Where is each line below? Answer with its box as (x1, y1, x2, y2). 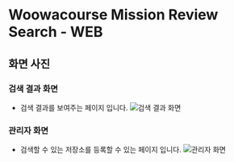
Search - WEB (8, 23, 103, 41)
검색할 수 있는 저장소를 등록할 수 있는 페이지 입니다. (19, 145, 182, 155)
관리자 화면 (8, 125, 49, 136)
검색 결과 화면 (8, 83, 59, 94)
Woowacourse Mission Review (8, 6, 219, 24)
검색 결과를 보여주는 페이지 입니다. (19, 102, 128, 112)
